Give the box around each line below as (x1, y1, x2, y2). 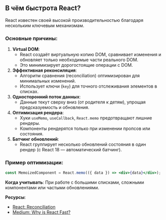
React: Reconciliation (12, 204, 56, 210)
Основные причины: (5, 35, 58, 42)
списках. (19, 89, 39, 95)
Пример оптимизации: (5, 159, 64, 166)
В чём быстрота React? (5, 4, 81, 12)
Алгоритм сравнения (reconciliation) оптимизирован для (19, 73, 140, 79)
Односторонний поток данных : (12, 94, 81, 100)
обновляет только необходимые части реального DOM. (19, 57, 139, 63)
